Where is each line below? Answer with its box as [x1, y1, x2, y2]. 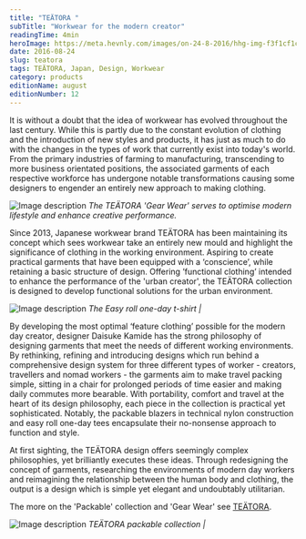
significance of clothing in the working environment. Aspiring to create [9, 247, 274, 258]
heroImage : [9, 38, 51, 48]
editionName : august [9, 81, 88, 90]
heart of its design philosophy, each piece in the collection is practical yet [9, 398, 286, 409]
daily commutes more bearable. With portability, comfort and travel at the [9, 388, 285, 399]
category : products [9, 73, 84, 82]
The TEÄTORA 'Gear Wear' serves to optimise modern [87, 199, 292, 210]
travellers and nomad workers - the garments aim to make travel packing [9, 369, 282, 380]
